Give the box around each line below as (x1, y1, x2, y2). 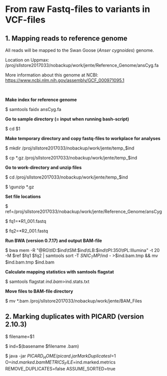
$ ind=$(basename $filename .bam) (5, 343, 79, 349)
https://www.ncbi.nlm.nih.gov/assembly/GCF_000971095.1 (5, 77, 125, 83)
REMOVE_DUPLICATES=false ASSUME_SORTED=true (5, 366, 116, 372)
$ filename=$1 (5, 333, 35, 339)
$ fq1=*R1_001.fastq (5, 218, 46, 224)
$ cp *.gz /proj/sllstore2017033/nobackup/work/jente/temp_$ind (5, 155, 137, 160)
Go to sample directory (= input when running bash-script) (5, 116, 130, 122)
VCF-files (5, 14, 46, 25)
